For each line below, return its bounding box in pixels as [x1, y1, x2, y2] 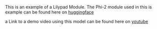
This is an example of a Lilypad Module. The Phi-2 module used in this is [5, 4, 152, 10]
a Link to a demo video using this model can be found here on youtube [5, 19, 149, 24]
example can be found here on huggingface [5, 9, 94, 15]
